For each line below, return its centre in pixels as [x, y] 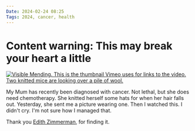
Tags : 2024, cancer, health [41, 17]
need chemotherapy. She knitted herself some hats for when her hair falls [95, 98]
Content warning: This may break [89, 46]
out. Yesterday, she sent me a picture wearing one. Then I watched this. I [94, 104]
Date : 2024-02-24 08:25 [35, 11]
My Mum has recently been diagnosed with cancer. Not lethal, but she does [98, 92]
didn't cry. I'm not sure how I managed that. [59, 111]
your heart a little [49, 58]
